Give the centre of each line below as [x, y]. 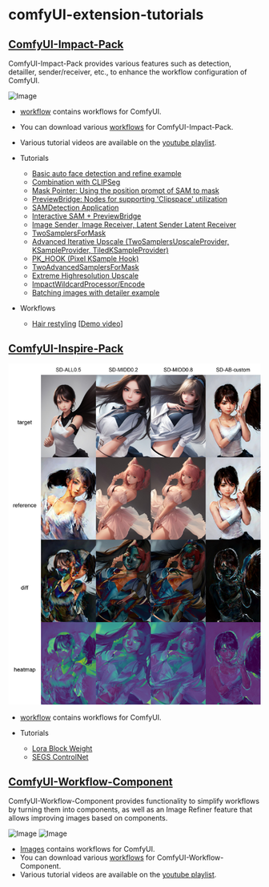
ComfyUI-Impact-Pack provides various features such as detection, [120, 63]
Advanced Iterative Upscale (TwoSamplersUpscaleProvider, [130, 241]
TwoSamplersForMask [69, 233]
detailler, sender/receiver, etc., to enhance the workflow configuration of [128, 72]
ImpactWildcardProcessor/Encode [88, 284]
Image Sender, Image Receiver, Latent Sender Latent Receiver [134, 225]
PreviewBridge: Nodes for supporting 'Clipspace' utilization [130, 199]
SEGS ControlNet [60, 757]
